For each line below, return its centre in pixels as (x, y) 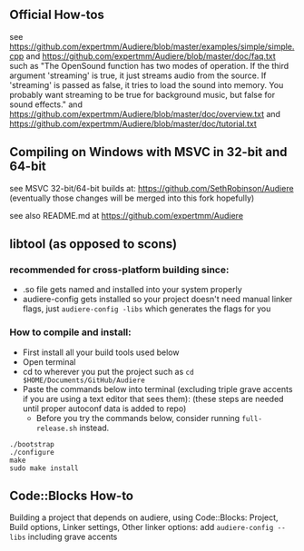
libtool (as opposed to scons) (93, 244)
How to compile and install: (70, 332)
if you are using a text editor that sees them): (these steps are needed (153, 398)
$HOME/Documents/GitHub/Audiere (83, 380)
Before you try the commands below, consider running (138, 418)
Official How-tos (57, 15)
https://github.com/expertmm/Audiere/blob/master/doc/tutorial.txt (133, 123)
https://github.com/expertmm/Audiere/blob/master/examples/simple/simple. (152, 46)
